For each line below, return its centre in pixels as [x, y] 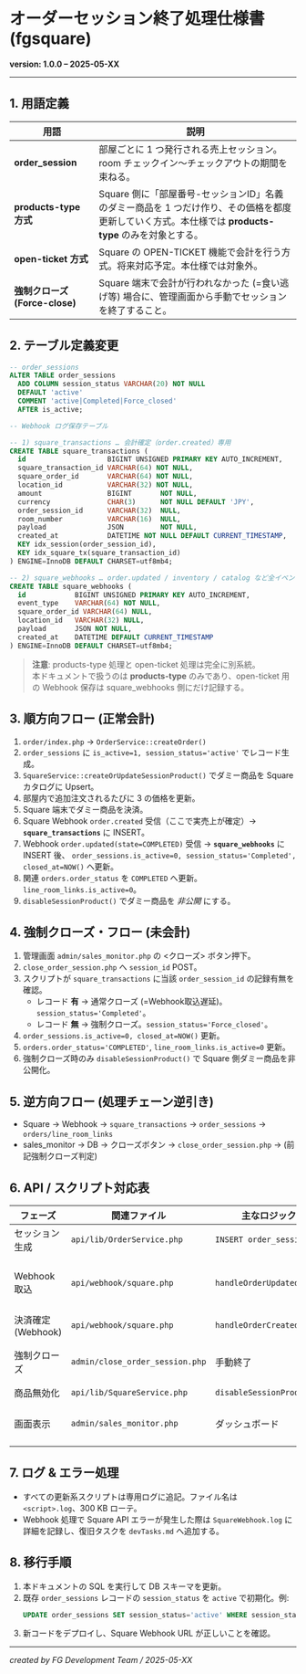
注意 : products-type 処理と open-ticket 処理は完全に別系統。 [146, 664]
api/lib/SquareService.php [130, 1392]
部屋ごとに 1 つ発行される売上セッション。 [190, 149]
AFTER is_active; [51, 409]
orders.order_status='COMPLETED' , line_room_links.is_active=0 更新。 [156, 1048]
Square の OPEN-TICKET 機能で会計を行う [190, 252]
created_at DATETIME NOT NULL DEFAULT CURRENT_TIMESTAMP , [152, 536]
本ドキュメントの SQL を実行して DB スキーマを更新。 [124, 1586]
